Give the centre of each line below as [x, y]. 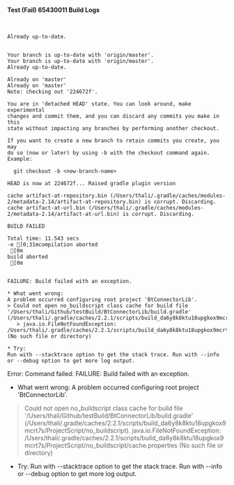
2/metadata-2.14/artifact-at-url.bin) [63, 214]
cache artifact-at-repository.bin [57, 196]
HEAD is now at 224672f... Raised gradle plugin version [92, 184]
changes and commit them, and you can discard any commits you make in [113, 116]
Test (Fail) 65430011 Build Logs [53, 10]
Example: [20, 159]
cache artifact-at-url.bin [46, 208]
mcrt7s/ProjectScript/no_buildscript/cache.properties [101, 446]
